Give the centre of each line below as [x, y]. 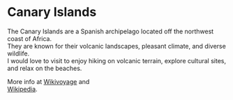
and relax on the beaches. [45, 68]
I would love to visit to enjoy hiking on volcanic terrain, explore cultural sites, [117, 60]
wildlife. [18, 53]
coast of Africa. [30, 38]
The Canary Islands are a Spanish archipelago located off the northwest [111, 31]
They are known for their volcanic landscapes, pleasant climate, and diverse [117, 46]
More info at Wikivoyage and [48, 81]
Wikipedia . [22, 89]
